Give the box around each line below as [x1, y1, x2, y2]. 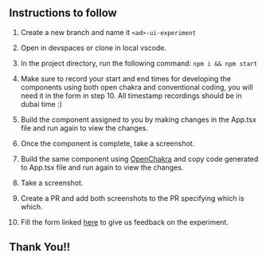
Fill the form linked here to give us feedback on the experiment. [20, 217, 229, 226]
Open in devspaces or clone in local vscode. [20, 43, 166, 53]
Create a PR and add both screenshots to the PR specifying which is [20, 193, 245, 202]
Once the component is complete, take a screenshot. [20, 139, 195, 148]
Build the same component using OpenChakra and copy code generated [20, 154, 259, 163]
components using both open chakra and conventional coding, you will [20, 82, 253, 92]
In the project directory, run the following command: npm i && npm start [20, 58, 258, 68]
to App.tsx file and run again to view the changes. [20, 163, 184, 172]
